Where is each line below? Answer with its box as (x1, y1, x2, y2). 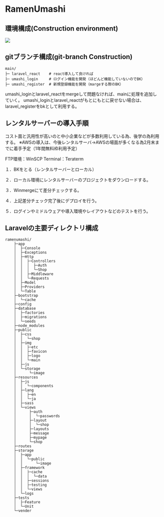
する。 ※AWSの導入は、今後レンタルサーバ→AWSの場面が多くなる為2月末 (5, 139, 155, 145)
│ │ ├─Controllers (14, 259, 56, 264)
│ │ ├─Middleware (14, 272, 54, 276)
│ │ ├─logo (14, 353, 41, 359)
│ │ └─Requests (14, 276, 49, 281)
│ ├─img (14, 340, 32, 345)
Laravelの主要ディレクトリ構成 (5, 224, 99, 232)
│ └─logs (14, 491, 34, 496)
